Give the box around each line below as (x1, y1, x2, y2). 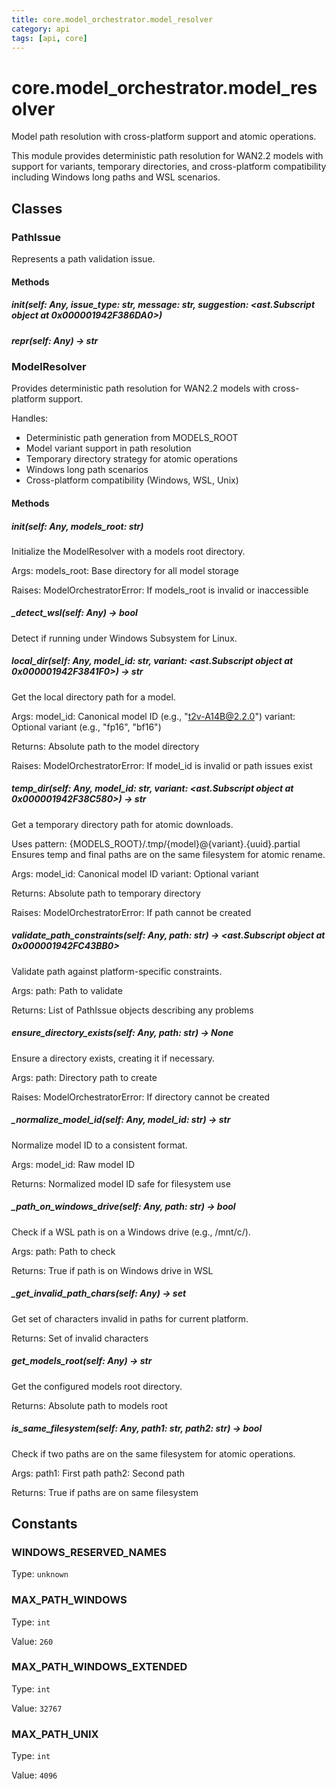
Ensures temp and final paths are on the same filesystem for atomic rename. (11, 848, 326, 860)
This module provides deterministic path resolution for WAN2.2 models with (11, 150, 324, 162)
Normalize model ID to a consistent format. (11, 1139, 188, 1151)
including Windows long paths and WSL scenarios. (11, 171, 221, 183)
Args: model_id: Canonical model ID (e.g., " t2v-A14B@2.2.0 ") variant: (11, 710, 296, 722)
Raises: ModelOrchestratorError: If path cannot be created (11, 906, 252, 918)
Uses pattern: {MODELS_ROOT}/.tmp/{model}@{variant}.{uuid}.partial (11, 837, 301, 850)
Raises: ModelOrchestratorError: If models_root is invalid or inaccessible (11, 584, 309, 596)
